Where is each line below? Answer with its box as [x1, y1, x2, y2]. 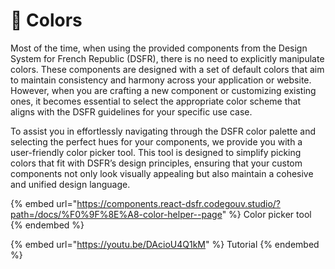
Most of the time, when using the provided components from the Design [10, 42, 308, 54]
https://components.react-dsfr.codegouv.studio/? [76, 197, 281, 209]
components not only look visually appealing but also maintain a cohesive [10, 167, 314, 179]
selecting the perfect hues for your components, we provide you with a [10, 135, 303, 148]
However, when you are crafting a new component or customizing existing [10, 84, 317, 96]
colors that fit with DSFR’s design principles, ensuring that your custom [10, 157, 303, 169]
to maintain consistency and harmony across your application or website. [10, 74, 312, 86]
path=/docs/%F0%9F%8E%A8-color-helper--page [10, 208, 223, 220]
